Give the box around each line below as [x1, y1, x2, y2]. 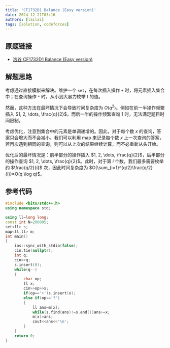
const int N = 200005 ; [5, 220, 49, 225]
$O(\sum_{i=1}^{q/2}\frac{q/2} [89, 164, 153, 171]
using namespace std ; [5, 206, 51, 211]
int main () [5, 234, 28, 239]
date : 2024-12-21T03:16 [5, 12, 56, 17]
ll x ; [23, 281, 36, 286]
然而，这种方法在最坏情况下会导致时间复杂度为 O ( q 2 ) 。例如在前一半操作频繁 [5, 103, 165, 111]
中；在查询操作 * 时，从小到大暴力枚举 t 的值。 [5, 93, 103, 99]
